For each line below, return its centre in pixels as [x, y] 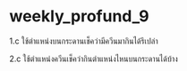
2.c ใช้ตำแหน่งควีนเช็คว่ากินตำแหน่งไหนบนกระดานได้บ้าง [94, 59]
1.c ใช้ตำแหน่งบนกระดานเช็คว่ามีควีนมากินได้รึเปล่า [84, 41]
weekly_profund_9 [79, 16]
